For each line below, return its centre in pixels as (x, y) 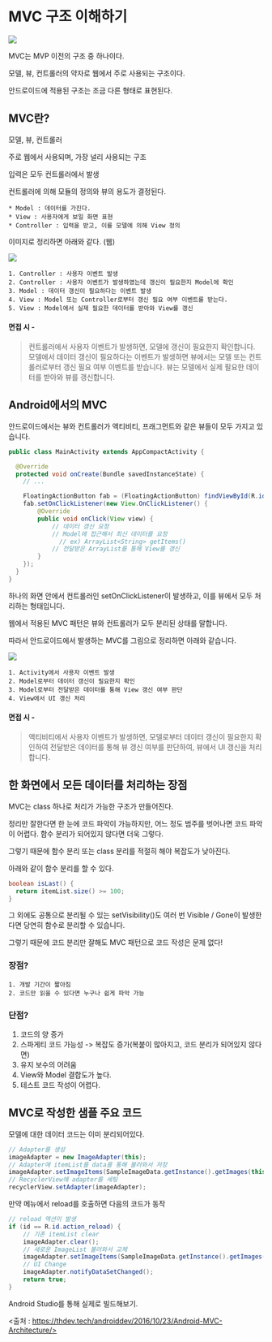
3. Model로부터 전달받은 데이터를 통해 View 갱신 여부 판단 (96, 690)
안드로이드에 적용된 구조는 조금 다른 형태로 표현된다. (90, 90)
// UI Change (45, 1264)
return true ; (45, 1279)
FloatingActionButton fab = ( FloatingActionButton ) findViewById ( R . (141, 496)
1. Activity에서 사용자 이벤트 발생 (62, 672)
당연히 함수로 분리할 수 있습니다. (74, 926)
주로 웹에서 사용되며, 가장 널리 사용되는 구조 (78, 157)
